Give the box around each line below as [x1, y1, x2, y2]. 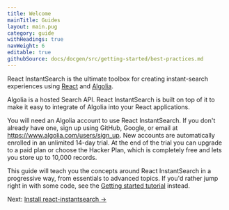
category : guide [7, 29, 54, 37]
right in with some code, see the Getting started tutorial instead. [7, 181, 190, 190]
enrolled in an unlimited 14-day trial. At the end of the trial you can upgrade [7, 138, 223, 147]
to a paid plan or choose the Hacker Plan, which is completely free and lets [7, 145, 222, 154]
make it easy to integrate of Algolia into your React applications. [7, 102, 190, 111]
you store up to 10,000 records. [7, 153, 97, 161]
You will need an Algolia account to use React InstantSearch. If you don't [7, 116, 216, 124]
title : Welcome [7, 10, 52, 17]
